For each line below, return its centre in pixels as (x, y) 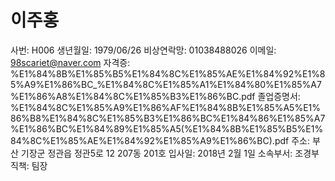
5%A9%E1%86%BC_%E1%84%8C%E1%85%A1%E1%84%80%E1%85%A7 (166, 84)
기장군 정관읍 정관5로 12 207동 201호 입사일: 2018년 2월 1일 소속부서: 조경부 (170, 153)
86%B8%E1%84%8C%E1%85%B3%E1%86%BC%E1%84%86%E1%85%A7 (168, 118)
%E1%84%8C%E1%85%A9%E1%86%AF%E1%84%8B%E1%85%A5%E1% (165, 107)
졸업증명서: (279, 96)
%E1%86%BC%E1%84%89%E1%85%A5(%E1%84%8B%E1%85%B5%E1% (167, 128)
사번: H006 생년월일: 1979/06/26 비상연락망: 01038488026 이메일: (143, 50)
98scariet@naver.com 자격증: (70, 62)
